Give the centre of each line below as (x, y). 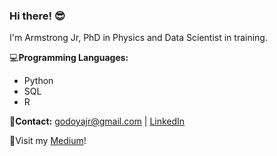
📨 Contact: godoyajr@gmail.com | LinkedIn (97, 121)
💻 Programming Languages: (69, 58)
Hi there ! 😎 (37, 16)
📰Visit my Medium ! (48, 141)
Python (38, 81)
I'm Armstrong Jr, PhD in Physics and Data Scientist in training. (138, 38)
